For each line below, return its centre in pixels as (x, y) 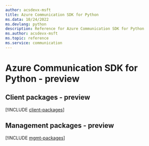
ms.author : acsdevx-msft (32, 33)
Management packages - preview (60, 125)
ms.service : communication (34, 43)
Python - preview (42, 79)
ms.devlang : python (26, 24)
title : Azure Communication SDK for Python (52, 15)
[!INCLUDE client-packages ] (35, 109)
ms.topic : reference (27, 39)
